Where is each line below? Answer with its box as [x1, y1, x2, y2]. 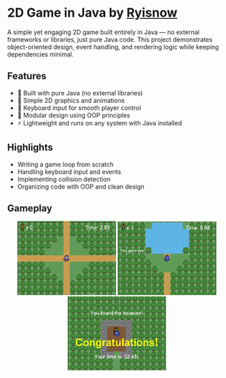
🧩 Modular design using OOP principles [17, 111, 131, 119]
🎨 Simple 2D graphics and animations [17, 96, 125, 104]
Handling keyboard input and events [17, 167, 122, 175]
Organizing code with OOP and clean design [17, 182, 145, 191]
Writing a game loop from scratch [17, 160, 114, 168]
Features [7, 70, 47, 82]
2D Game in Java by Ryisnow [7, 5, 177, 21]
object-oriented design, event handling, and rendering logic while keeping [7, 42, 219, 51]
